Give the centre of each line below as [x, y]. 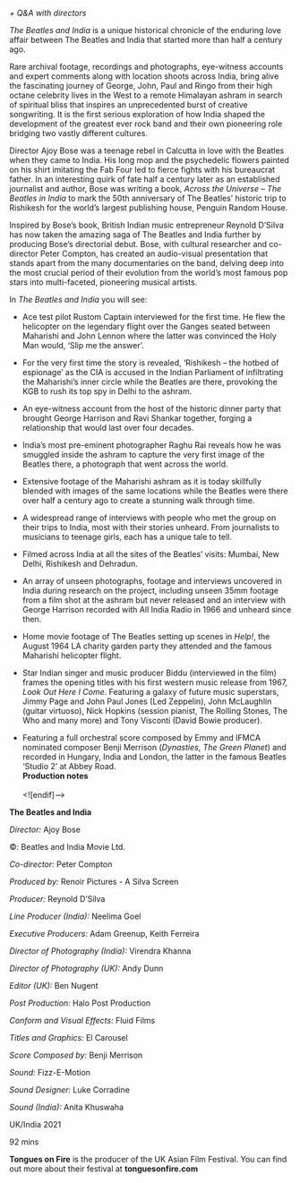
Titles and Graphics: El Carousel [69, 1037]
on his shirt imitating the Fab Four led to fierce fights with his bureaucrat [142, 170]
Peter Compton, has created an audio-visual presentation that [154, 253]
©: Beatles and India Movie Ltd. [67, 847]
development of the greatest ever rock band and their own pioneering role [146, 124]
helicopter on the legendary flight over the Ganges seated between [146, 326]
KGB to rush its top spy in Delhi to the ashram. [107, 391]
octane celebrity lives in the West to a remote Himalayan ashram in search [146, 95]
